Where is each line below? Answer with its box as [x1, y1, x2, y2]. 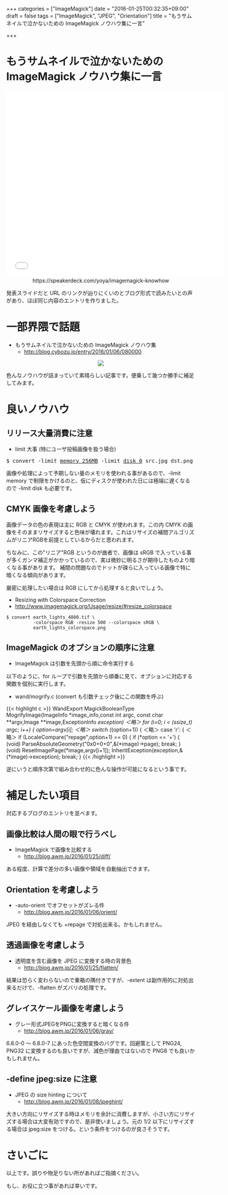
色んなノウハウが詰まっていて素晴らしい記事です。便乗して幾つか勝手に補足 [6, 371, 194, 378]
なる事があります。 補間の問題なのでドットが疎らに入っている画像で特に [11, 564, 191, 571]
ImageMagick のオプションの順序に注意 [6, 643, 155, 653]
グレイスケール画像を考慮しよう [6, 1003, 125, 1013]
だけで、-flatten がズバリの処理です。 [16, 984, 110, 991]
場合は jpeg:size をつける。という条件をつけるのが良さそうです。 [11, 1125, 173, 1132]
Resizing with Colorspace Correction [14, 596, 106, 604]
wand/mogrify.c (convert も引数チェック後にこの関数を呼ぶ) [14, 693, 164, 700]
